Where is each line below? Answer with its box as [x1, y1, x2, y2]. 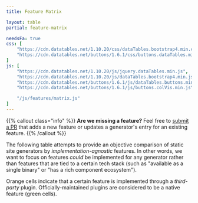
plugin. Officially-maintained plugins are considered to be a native [20, 184, 181, 191]
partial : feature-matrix [6, 25, 67, 31]
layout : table [6, 19, 41, 25]
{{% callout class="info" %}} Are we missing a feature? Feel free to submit [6, 117, 189, 124]
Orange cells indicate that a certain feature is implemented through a [6, 178, 173, 185]
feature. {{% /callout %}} [6, 129, 67, 136]
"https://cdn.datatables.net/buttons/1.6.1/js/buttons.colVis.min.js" [16, 85, 194, 91]
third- [174, 178, 188, 185]
